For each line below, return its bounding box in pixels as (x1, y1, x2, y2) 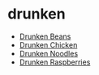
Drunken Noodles (19, 48, 79, 58)
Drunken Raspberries (19, 57, 91, 67)
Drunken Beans (19, 31, 71, 41)
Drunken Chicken (19, 40, 78, 49)
